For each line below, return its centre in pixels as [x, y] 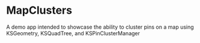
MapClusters [39, 10]
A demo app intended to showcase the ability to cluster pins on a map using [100, 27]
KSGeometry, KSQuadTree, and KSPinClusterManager [73, 33]
